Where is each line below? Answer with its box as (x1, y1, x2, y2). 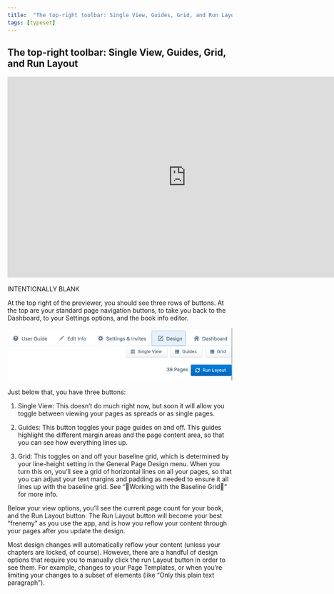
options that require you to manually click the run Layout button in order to (7, 555, 226, 564)
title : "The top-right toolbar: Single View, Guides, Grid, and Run (7, 11, 219, 19)
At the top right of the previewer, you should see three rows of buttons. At (7, 298, 224, 307)
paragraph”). (7, 578, 45, 587)
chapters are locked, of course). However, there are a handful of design (7, 548, 218, 557)
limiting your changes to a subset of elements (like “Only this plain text (7, 571, 215, 580)
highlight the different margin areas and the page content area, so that (17, 431, 225, 439)
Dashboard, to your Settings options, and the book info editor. (7, 314, 189, 323)
